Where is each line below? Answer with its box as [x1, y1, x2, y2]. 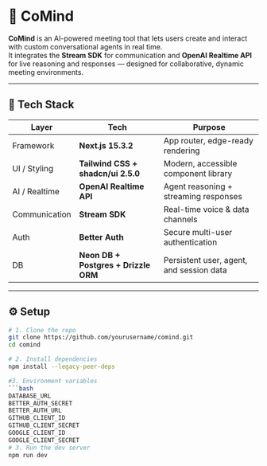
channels [163, 213, 198, 225]
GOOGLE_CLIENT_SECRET [8, 436, 80, 444]
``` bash [8, 384, 34, 393]
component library [163, 167, 233, 178]
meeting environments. [8, 67, 84, 76]
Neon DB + [79, 249, 121, 260]
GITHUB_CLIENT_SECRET [8, 421, 80, 429]
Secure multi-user [163, 226, 233, 237]
